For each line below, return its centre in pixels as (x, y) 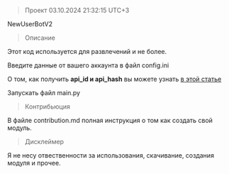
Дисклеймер (44, 142)
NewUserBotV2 (30, 24)
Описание (40, 38)
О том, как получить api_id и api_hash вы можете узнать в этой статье (114, 79)
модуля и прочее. (34, 163)
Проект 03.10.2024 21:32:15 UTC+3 (77, 10)
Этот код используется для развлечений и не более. (87, 51)
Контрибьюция (48, 107)
